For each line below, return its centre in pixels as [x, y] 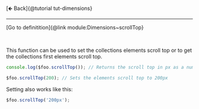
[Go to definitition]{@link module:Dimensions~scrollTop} [75, 27]
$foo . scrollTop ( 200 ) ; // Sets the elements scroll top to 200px [87, 78]
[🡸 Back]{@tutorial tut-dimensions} [49, 8]
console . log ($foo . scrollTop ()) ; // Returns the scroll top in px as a [95, 67]
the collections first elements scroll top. [54, 57]
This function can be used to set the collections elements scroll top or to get [99, 50]
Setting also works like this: [39, 89]
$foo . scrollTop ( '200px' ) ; [38, 100]
